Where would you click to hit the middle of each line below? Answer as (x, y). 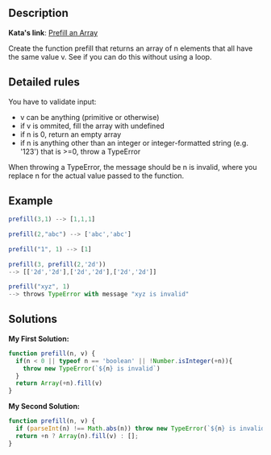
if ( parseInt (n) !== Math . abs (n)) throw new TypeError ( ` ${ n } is (126, 428)
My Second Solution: (44, 407)
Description (38, 13)
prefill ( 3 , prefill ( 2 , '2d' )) (57, 264)
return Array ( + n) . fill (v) (59, 383)
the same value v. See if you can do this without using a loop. (110, 56)
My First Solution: (39, 338)
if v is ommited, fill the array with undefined (92, 126)
